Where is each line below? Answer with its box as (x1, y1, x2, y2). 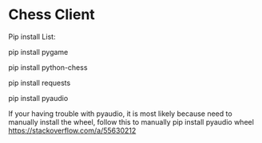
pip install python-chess (8, 62, 88, 72)
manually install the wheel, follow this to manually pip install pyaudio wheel (8, 117, 254, 126)
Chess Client (8, 6, 96, 24)
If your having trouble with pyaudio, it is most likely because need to (8, 109, 233, 118)
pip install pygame (8, 47, 69, 56)
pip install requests (8, 78, 71, 87)
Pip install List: (8, 32, 56, 41)
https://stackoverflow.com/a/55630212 (8, 126, 137, 135)
